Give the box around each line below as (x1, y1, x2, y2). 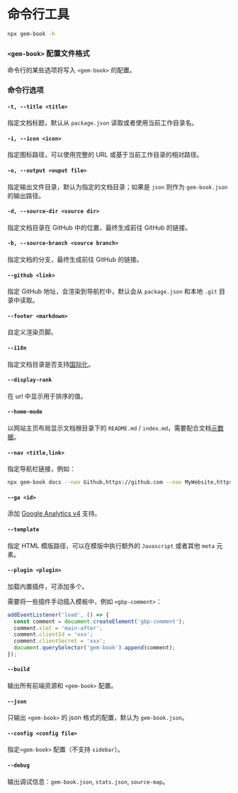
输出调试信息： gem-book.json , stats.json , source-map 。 (7, 777, 169, 786)
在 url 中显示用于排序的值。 (7, 392, 87, 400)
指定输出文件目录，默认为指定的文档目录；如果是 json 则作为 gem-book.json (7, 182, 228, 191)
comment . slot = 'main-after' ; (13, 624, 103, 632)
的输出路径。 (7, 191, 45, 200)
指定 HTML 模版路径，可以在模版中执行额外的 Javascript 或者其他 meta (7, 541, 215, 549)
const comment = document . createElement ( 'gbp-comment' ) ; (13, 617, 186, 625)
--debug (7, 762, 30, 769)
